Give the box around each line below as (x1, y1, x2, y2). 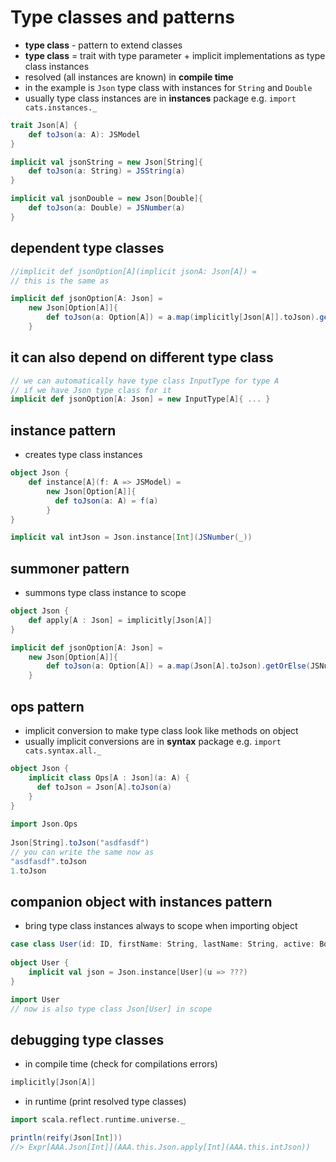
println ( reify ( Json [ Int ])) (10, 1133, 123, 1143)
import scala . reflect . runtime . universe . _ (10, 1115, 186, 1125)
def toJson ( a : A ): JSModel (28, 129, 141, 140)
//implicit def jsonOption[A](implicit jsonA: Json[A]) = (10, 266, 257, 276)
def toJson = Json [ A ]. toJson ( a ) (36, 782, 172, 792)
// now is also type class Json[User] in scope (10, 1004, 213, 1014)
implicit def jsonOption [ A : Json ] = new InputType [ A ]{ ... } (10, 394, 271, 405)
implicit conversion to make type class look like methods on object (24, 725, 299, 736)
